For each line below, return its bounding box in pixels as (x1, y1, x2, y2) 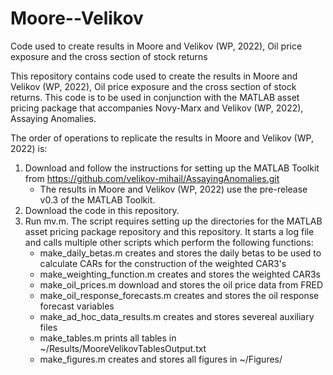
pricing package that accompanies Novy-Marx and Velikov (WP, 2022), (10, 102, 304, 114)
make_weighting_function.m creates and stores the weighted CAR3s (39, 268, 321, 280)
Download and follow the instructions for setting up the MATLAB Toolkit (24, 162, 320, 174)
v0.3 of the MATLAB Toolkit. (39, 193, 156, 206)
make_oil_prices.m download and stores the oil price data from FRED (39, 278, 323, 291)
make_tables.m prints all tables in (39, 332, 177, 344)
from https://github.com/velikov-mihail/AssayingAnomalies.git (24, 172, 280, 184)
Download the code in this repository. (24, 204, 180, 216)
